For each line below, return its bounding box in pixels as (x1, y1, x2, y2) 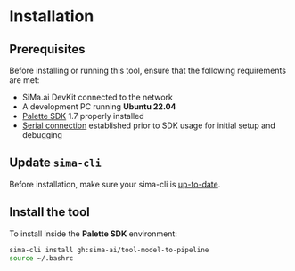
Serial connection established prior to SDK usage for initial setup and (21, 120, 275, 131)
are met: (9, 75, 40, 85)
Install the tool (9, 204, 91, 219)
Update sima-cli (9, 155, 102, 171)
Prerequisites (9, 42, 86, 57)
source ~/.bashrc (9, 253, 74, 263)
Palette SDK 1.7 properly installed (21, 111, 144, 121)
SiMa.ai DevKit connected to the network (21, 92, 174, 102)
